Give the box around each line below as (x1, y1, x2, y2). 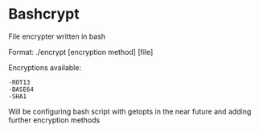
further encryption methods (8, 114, 101, 125)
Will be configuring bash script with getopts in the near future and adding (8, 106, 252, 116)
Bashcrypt (8, 5, 80, 23)
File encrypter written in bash (8, 31, 106, 41)
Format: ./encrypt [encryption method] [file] (8, 47, 154, 56)
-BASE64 (8, 85, 35, 94)
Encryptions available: (8, 62, 82, 73)
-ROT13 (8, 78, 31, 86)
